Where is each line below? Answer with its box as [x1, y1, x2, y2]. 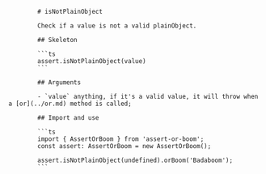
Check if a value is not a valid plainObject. [37, 22, 197, 30]
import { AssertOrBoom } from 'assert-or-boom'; [37, 135, 205, 143]
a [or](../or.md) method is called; [8, 100, 132, 108]
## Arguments [37, 79, 82, 87]
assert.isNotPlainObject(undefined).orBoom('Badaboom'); [37, 156, 233, 164]
